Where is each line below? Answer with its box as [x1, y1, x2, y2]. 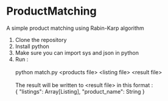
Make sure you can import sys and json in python [15, 49, 139, 56]
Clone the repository [15, 36, 67, 43]
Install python [15, 43, 50, 50]
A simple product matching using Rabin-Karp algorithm [6, 24, 144, 32]
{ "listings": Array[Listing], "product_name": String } [15, 88, 145, 95]
